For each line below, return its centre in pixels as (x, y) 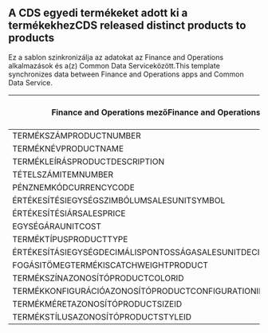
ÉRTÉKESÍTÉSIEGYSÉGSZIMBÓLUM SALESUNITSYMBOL (119, 200)
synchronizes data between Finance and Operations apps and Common (126, 74)
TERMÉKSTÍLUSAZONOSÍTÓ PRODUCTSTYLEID (102, 316)
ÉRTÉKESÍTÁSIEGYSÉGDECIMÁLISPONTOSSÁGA (104, 252)
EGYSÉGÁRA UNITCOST (57, 226)
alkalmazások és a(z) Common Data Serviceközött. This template (114, 65)
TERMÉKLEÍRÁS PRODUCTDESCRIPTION (89, 161)
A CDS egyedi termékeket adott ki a (98, 13)
